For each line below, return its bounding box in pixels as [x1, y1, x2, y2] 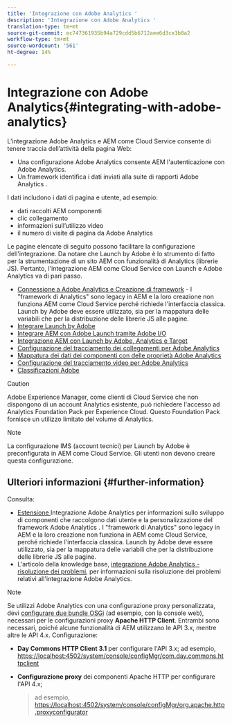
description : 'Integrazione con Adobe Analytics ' [7, 17, 157, 24]
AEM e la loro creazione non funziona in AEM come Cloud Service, [17, 530, 208, 539]
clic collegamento [17, 214, 68, 222]
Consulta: [7, 494, 35, 503]
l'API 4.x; [17, 679, 43, 688]
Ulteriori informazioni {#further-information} [7, 476, 205, 488]
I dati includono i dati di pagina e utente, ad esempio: [7, 193, 158, 202]
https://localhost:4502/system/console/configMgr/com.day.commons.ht [17, 652, 224, 660]
